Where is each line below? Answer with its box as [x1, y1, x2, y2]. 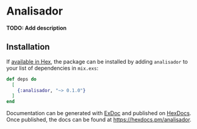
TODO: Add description [6, 24, 67, 31]
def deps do [6, 76, 37, 82]
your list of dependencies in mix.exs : [6, 64, 99, 71]
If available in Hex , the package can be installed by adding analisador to [6, 58, 188, 65]
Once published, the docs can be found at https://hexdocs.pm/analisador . [6, 116, 192, 124]
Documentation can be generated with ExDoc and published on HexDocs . [6, 110, 192, 117]
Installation [6, 42, 50, 52]
